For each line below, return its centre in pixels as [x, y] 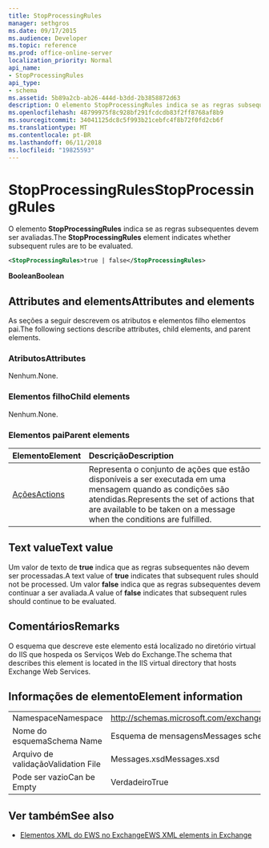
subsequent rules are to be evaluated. [71, 246]
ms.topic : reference [43, 46]
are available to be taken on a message [162, 509]
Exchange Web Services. [50, 672]
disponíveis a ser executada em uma [157, 479]
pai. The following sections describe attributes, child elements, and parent [129, 329]
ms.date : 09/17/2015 [43, 30]
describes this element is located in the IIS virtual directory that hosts [122, 663]
